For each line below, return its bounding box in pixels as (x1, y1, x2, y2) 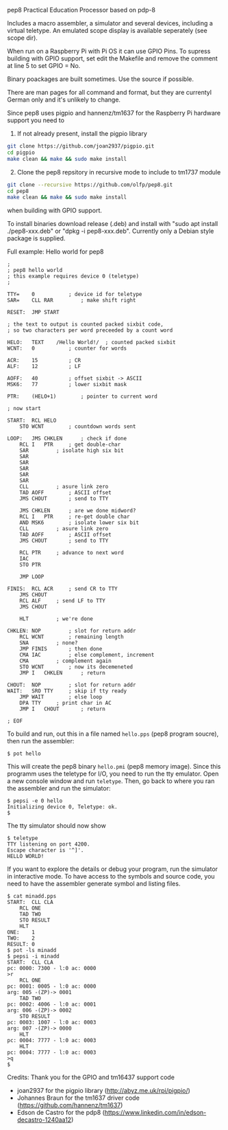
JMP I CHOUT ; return (19, 705, 106, 713)
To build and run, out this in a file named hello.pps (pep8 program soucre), (7, 730, 219, 738)
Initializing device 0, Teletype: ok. (7, 804, 118, 811)
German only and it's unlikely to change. (7, 95, 121, 104)
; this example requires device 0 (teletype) (7, 273, 139, 280)
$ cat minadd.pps (7, 893, 57, 900)
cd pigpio (7, 149, 36, 156)
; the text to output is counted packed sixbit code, (7, 321, 164, 328)
